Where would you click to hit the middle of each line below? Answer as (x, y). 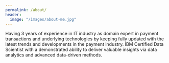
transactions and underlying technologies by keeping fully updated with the (85, 39)
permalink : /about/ (26, 10)
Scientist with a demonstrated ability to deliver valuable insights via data (81, 50)
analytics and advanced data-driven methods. (54, 55)
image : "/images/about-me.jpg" (43, 19)
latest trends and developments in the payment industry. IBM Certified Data (84, 44)
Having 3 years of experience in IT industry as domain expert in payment (82, 34)
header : (14, 15)
